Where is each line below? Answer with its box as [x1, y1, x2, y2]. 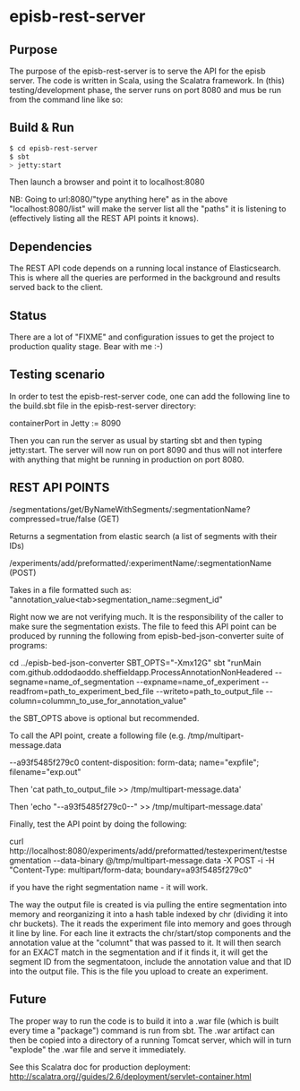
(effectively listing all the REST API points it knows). [9, 213, 200, 224]
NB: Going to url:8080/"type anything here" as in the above [9, 194, 228, 205]
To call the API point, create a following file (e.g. [9, 730, 186, 741]
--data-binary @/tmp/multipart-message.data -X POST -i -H [53, 855, 275, 865]
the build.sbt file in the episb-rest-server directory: [9, 400, 197, 411]
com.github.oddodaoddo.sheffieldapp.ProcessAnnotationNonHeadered [9, 666, 273, 677]
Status [9, 307, 47, 323]
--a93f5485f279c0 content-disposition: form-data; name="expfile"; [9, 757, 260, 768]
